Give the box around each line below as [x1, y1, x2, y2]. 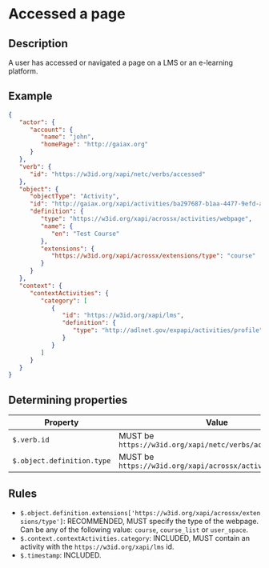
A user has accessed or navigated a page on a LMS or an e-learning [8, 58, 234, 67]
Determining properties [8, 393, 128, 406]
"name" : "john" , [40, 133, 94, 141]
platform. [8, 66, 38, 76]
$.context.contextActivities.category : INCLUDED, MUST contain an [19, 533, 251, 542]
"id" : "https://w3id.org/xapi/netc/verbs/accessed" [29, 170, 206, 178]
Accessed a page [8, 5, 126, 23]
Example [8, 90, 53, 103]
